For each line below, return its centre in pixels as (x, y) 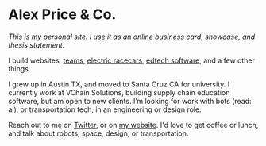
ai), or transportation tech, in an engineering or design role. (105, 109)
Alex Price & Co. (62, 15)
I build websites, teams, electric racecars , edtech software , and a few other (132, 60)
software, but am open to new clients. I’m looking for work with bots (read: (130, 101)
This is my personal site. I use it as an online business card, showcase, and (132, 36)
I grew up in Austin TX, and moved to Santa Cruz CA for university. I (119, 84)
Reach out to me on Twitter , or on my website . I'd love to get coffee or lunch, (133, 125)
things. (19, 68)
